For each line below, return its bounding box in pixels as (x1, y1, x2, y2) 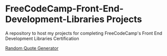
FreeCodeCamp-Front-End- (5, 3, 124, 14)
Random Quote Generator (5, 45, 59, 51)
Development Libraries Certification (5, 35, 79, 41)
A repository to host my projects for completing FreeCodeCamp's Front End (5, 30, 162, 36)
